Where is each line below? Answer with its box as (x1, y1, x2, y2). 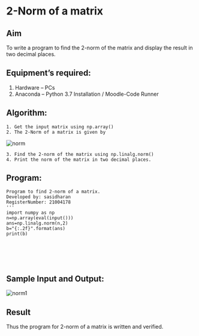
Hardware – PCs (14, 84, 55, 91)
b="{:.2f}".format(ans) (6, 226, 66, 232)
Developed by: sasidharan (6, 194, 71, 200)
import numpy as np (6, 210, 55, 216)
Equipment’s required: (6, 68, 91, 78)
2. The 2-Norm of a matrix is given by (6, 129, 106, 135)
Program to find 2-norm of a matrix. (6, 188, 101, 195)
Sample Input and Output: (6, 273, 104, 284)
